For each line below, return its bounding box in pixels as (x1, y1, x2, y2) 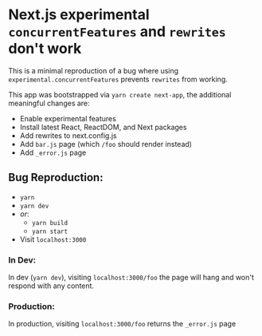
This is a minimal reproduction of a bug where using (8, 65, 179, 75)
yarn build (31, 219, 68, 227)
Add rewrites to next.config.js (19, 130, 117, 140)
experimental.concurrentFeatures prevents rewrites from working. (8, 74, 229, 84)
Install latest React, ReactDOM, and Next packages (19, 122, 187, 132)
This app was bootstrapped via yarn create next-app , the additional (8, 89, 232, 99)
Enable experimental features (19, 113, 117, 123)
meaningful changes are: (8, 98, 90, 108)
